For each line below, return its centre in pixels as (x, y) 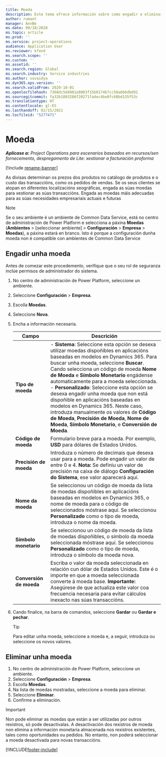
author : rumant (21, 19)
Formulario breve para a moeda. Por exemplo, (103, 438)
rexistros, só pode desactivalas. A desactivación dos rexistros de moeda (79, 724)
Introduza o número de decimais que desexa (102, 453)
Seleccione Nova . (31, 314)
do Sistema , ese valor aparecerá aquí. (95, 477)
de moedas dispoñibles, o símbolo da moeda (102, 536)
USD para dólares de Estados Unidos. (94, 445)
